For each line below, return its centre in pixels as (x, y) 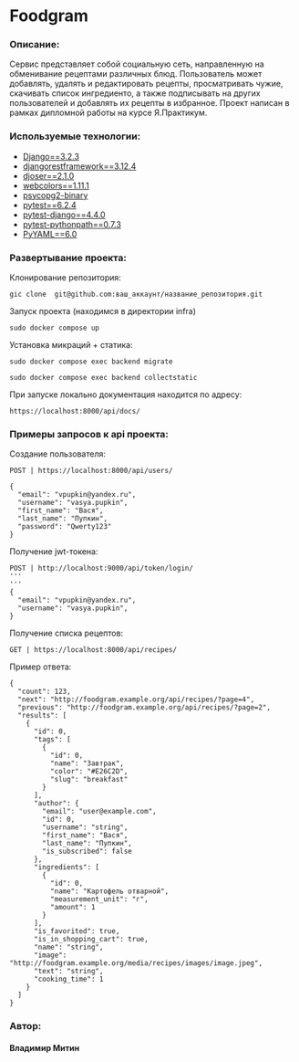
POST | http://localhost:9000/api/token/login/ (102, 568)
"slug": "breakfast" (89, 780)
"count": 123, (44, 692)
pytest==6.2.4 (50, 205)
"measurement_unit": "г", (99, 899)
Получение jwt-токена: (54, 552)
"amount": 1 (72, 908)
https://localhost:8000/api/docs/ (75, 412)
